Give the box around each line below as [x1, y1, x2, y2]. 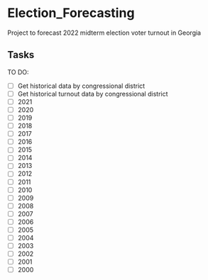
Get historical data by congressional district [17, 82, 146, 90]
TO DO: [7, 67, 30, 76]
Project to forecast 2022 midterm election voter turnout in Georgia [7, 28, 201, 37]
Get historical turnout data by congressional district [17, 89, 168, 98]
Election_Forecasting [7, 5, 135, 21]
